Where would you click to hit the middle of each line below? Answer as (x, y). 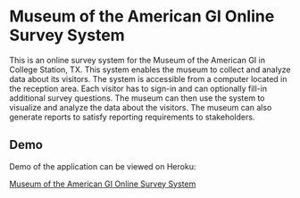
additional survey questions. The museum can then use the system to (137, 98)
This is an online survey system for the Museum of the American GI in (137, 60)
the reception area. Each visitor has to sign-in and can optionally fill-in (138, 88)
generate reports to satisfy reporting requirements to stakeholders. (132, 117)
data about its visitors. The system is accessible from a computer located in (148, 78)
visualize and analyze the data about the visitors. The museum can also (141, 107)
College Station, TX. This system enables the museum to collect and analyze (150, 70)
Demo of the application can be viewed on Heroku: (103, 166)
